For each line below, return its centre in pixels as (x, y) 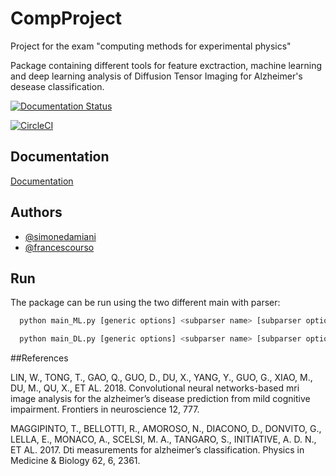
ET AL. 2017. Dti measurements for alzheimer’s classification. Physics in (157, 450)
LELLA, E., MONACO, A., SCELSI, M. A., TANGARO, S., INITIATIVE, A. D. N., (163, 439)
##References (39, 358)
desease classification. (57, 86)
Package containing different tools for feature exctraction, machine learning (166, 65)
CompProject (66, 18)
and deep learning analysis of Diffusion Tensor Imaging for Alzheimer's (156, 76)
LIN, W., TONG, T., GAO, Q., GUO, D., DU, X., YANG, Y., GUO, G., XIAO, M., (161, 378)
